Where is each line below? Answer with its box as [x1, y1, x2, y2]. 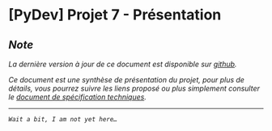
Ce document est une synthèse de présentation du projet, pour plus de [8, 75, 245, 84]
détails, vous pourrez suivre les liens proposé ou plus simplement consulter [8, 83, 261, 93]
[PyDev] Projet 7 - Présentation [8, 6, 222, 24]
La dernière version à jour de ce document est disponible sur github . [8, 59, 237, 69]
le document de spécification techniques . [8, 92, 147, 102]
